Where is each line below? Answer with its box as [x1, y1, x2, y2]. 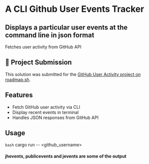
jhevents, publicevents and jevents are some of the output [5, 153, 127, 159]
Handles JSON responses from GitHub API [12, 115, 99, 121]
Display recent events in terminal [12, 109, 79, 115]
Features [5, 91, 33, 99]
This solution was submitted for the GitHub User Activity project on [5, 71, 141, 77]
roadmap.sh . [5, 77, 31, 82]
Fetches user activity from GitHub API [5, 44, 82, 50]
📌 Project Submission [5, 58, 72, 67]
